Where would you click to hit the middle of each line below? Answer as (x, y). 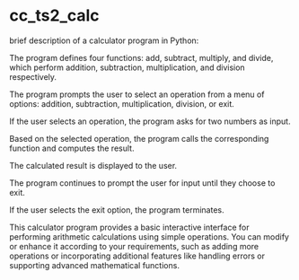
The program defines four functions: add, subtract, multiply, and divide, (141, 57)
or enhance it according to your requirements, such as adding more (134, 246)
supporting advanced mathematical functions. (94, 265)
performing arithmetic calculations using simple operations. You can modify (149, 236)
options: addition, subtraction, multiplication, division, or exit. (122, 103)
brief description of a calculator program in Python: (104, 40)
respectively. (33, 76)
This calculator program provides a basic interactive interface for (129, 227)
